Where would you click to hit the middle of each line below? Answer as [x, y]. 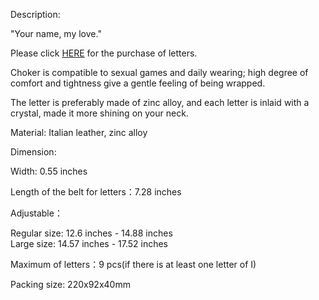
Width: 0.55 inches [49, 171]
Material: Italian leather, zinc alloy [79, 132]
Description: [35, 14]
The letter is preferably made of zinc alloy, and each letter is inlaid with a [160, 102]
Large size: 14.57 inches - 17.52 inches [89, 243]
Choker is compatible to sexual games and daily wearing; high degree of [159, 72]
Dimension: [33, 152]
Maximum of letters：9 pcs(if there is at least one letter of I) [133, 264]
